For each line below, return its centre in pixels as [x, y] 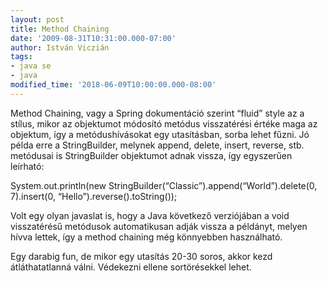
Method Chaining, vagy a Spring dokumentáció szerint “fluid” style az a [157, 113]
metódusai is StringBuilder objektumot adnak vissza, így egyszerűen [151, 155]
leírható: [27, 166]
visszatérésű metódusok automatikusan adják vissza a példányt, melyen [159, 226]
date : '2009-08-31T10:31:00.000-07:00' [93, 38]
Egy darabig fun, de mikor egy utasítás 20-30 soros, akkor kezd [141, 256]
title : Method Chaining [60, 29]
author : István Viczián [60, 47]
